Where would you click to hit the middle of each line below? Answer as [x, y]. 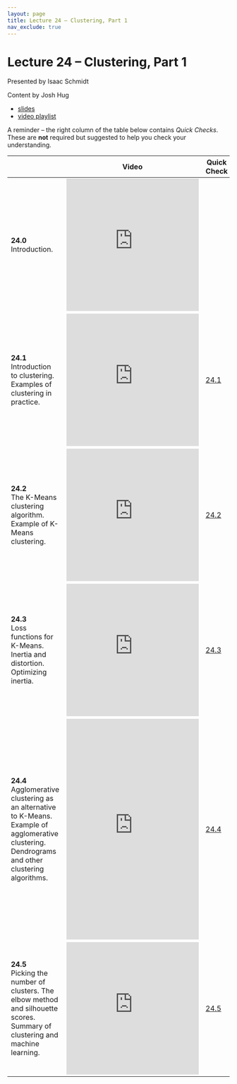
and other [27, 860]
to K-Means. [32, 816]
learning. [25, 1053]
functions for [32, 637]
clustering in [31, 393]
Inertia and [29, 655]
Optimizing [29, 672]
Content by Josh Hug [38, 95]
